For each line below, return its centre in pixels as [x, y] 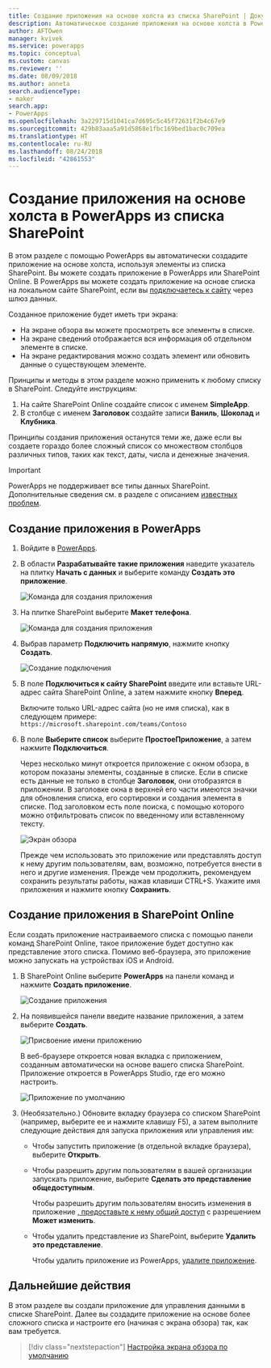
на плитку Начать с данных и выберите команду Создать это [127, 572]
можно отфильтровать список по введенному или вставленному [132, 815]
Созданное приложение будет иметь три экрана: [94, 314]
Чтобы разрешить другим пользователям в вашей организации [142, 1170]
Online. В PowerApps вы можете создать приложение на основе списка [132, 282]
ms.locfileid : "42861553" [52, 159]
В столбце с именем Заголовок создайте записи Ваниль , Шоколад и [140, 413]
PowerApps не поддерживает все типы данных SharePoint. [109, 486]
